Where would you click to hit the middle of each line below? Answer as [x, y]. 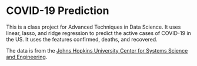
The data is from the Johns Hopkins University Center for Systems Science [97, 50]
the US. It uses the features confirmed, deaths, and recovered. [82, 39]
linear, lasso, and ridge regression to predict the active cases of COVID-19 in [98, 33]
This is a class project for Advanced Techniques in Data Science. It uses [94, 27]
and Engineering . [27, 57]
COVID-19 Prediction [58, 11]
